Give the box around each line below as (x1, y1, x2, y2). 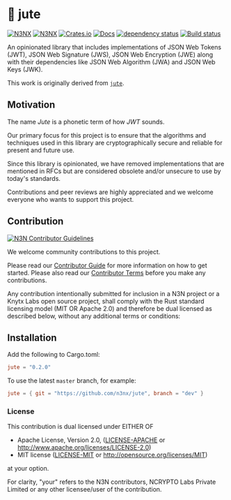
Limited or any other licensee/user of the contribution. (7, 485, 162, 494)
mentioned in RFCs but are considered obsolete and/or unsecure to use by (7, 167, 221, 175)
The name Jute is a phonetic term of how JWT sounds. (7, 117, 165, 126)
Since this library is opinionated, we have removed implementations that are (7, 159, 225, 168)
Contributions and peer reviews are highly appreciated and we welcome (7, 188, 214, 196)
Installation (7, 332, 57, 344)
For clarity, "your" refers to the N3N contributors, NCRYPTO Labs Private (7, 478, 216, 486)
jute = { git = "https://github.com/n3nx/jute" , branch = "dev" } (7, 390, 204, 397)
